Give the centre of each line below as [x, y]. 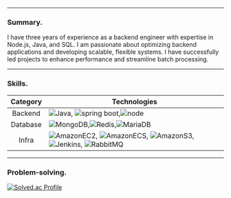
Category [26, 101]
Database [26, 124]
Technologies [134, 101]
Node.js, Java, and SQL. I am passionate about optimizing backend [102, 45]
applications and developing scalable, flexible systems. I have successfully [113, 52]
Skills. [18, 83]
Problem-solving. [37, 172]
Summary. [25, 22]
